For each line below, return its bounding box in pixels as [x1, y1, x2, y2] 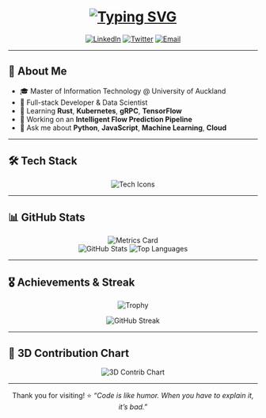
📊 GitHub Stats [8, 210, 85, 224]
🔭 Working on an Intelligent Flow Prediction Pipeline [19, 114, 192, 124]
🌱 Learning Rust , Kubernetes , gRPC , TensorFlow [19, 105, 182, 115]
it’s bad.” [118, 402, 148, 412]
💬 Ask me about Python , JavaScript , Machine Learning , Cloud [19, 123, 227, 132]
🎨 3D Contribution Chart [8, 346, 130, 360]
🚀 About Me [8, 64, 67, 79]
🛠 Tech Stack [8, 155, 78, 168]
